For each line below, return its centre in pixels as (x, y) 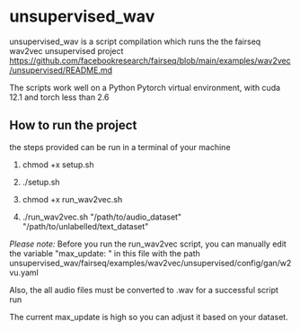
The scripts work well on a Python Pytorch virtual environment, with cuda (145, 87)
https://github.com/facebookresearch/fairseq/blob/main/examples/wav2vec (150, 60)
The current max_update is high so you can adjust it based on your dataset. (149, 317)
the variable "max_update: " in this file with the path (105, 253)
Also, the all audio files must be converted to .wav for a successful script (144, 290)
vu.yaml (24, 273)
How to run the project (73, 125)
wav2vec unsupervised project (66, 50)
